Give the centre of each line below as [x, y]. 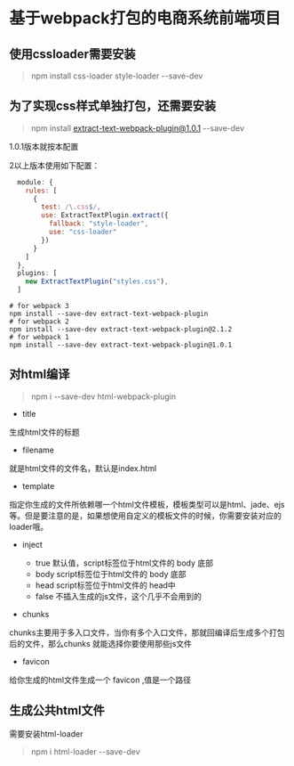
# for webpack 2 [39, 322]
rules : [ [41, 191]
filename [38, 450]
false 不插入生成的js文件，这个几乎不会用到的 [119, 596]
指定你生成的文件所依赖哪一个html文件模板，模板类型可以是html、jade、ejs [147, 504]
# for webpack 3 [39, 306]
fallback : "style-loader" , [99, 224]
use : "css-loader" [83, 232]
